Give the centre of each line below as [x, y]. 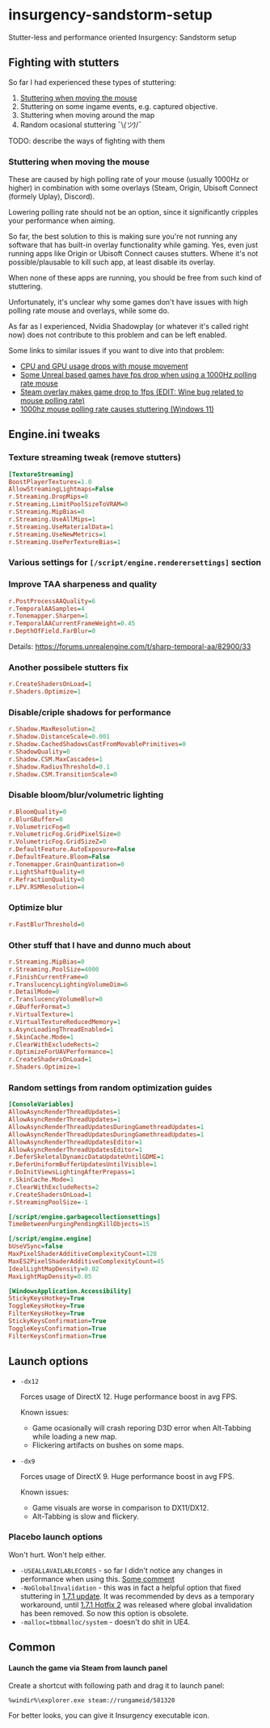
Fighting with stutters [64, 63]
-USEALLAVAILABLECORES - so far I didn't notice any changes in [122, 1570]
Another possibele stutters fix [69, 667]
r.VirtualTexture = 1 [41, 1015]
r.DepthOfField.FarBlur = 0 [52, 631]
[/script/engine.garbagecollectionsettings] [84, 1217]
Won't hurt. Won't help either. [57, 1554]
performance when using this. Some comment [97, 1578]
